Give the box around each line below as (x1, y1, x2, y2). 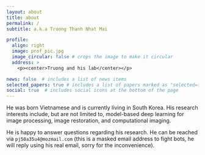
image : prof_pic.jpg (12, 48, 64, 55)
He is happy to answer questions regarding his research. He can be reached (6, 129, 198, 136)
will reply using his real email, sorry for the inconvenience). (6, 142, 155, 149)
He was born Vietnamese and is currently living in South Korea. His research (6, 104, 198, 111)
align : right (12, 43, 45, 49)
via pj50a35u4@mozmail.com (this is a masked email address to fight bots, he (6, 135, 194, 143)
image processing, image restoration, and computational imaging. (6, 117, 171, 125)
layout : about (6, 9, 43, 15)
